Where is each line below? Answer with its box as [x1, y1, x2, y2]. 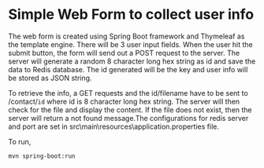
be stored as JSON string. [8, 73, 92, 82]
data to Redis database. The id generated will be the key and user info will [8, 64, 248, 74]
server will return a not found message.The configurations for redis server [8, 113, 249, 122]
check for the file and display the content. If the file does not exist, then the [8, 104, 252, 115]
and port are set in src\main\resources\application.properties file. [8, 122, 219, 131]
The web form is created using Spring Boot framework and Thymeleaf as [8, 31, 245, 41]
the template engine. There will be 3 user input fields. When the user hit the [8, 39, 254, 49]
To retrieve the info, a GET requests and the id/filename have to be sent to [8, 88, 248, 97]
